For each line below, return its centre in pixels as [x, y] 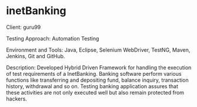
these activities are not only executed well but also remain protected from [95, 92]
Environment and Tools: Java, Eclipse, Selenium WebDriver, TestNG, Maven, [98, 50]
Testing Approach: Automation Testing [53, 38]
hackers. [17, 99]
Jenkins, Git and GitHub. [36, 56]
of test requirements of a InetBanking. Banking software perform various [94, 73]
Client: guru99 [24, 27]
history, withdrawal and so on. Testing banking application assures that [92, 86]
